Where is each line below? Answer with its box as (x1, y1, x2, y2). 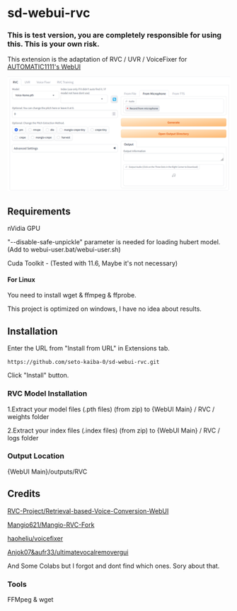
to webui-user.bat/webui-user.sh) (23, 246, 122, 254)
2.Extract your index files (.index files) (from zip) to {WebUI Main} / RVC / (7, 426, 221, 435)
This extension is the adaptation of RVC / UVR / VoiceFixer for (7, 55, 187, 64)
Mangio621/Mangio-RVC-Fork (7, 520, 95, 529)
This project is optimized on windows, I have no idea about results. (7, 304, 202, 313)
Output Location (7, 451, 65, 461)
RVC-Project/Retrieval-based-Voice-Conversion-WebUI (7, 506, 169, 515)
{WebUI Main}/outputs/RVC (7, 467, 88, 476)
